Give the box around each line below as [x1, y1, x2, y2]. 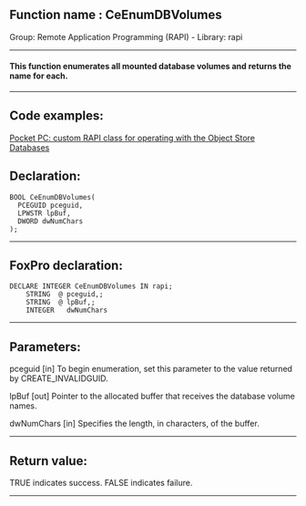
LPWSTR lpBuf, [17, 209, 71, 218]
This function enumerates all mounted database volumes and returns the [9, 61, 291, 72]
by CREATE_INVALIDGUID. [9, 373, 109, 384]
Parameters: [9, 339, 81, 355]
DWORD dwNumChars [17, 216, 84, 226]
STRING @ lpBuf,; [25, 298, 96, 307]
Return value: [9, 453, 88, 469]
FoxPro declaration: [9, 258, 123, 274]
